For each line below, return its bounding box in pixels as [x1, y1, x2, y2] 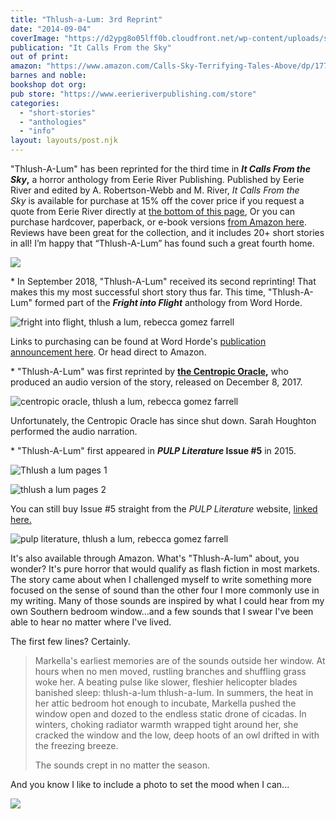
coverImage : [10, 33, 60, 43]
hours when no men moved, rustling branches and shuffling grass [34, 666, 307, 677]
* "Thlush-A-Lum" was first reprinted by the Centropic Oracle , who [10, 366, 289, 377]
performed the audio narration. [10, 426, 138, 437]
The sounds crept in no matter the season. [34, 759, 211, 771]
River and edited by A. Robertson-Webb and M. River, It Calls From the [10, 184, 300, 196]
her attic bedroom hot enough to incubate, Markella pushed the [34, 697, 297, 709]
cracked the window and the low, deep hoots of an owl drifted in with [34, 729, 320, 741]
